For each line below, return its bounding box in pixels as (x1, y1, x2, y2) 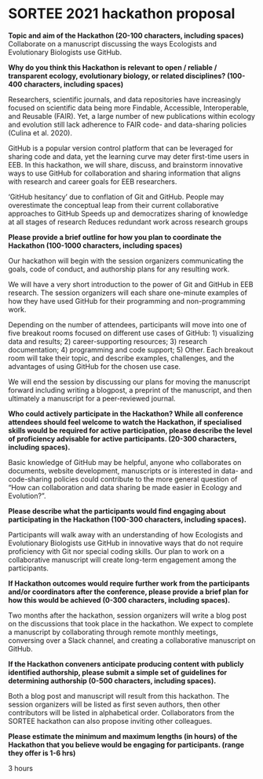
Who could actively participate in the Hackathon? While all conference (8, 408, 243, 418)
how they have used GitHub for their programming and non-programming (8, 296, 246, 305)
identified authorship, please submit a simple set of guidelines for (8, 667, 228, 677)
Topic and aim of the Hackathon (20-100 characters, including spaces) (8, 31, 244, 40)
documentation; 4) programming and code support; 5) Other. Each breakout (8, 345, 254, 354)
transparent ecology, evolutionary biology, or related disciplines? (8, 71, 226, 80)
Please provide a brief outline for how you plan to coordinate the (8, 232, 222, 242)
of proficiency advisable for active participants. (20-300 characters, (8, 434, 237, 443)
